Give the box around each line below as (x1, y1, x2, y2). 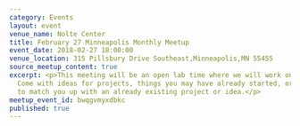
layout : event (9, 21, 62, 30)
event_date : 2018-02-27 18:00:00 (9, 46, 134, 55)
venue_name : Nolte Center (9, 29, 105, 38)
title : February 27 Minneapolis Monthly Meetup (9, 37, 190, 47)
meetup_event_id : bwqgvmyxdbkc (9, 95, 126, 105)
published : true (9, 104, 70, 113)
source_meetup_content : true (9, 63, 118, 72)
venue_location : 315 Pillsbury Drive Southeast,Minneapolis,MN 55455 (9, 54, 274, 63)
